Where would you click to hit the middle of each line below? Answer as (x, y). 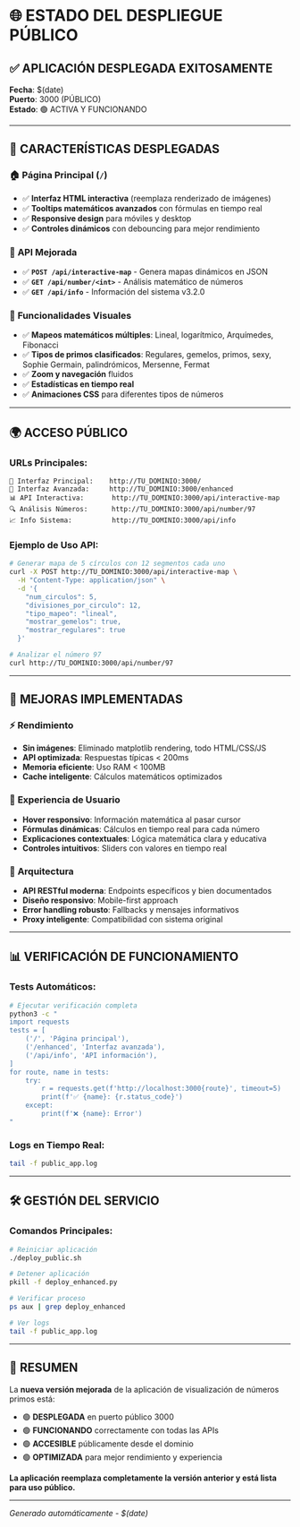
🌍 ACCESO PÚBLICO (69, 432)
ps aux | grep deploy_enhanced (67, 1307)
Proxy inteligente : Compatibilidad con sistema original (122, 920)
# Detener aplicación (50, 1274)
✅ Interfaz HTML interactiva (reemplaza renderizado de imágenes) (146, 198)
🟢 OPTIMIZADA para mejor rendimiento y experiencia (122, 1457)
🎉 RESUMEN (44, 1368)
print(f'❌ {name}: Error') (92, 1114)
